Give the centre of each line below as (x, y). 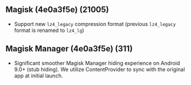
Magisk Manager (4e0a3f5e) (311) (69, 49)
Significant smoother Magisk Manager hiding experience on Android (97, 63)
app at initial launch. (38, 76)
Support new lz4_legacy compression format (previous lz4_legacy (95, 24)
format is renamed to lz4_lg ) (49, 30)
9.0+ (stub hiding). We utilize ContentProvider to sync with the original (99, 69)
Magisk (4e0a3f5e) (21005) (57, 10)
